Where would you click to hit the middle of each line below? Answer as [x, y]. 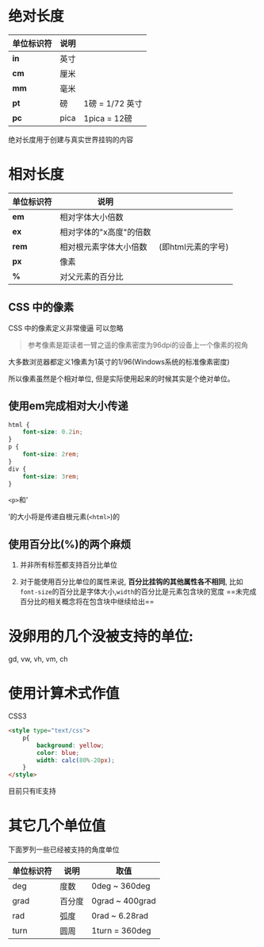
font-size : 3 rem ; [51, 476]
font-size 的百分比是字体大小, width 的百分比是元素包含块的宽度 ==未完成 [138, 591]
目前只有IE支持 [33, 791]
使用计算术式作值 [64, 693]
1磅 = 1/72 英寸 [113, 103]
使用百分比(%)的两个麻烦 [70, 544]
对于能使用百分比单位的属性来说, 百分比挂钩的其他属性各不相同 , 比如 [131, 582]
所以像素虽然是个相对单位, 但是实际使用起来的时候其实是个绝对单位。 [121, 379]
